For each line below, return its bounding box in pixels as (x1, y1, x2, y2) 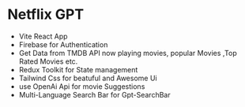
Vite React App (18, 31, 68, 41)
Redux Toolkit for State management (18, 65, 138, 74)
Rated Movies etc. (18, 57, 78, 66)
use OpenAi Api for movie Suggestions (18, 81, 145, 91)
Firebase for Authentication (18, 39, 108, 49)
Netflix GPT (7, 6, 85, 24)
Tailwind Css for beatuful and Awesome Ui (18, 73, 157, 83)
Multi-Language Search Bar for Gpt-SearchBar (18, 90, 171, 99)
